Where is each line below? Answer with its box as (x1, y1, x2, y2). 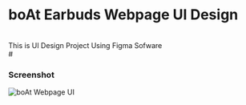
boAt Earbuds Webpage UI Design (8, 6, 239, 24)
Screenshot (8, 69, 54, 80)
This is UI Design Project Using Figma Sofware (8, 40, 163, 50)
